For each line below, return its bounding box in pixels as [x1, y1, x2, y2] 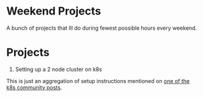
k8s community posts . [6, 84, 62, 91]
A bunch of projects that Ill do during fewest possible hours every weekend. [6, 24, 197, 32]
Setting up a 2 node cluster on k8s [15, 65, 102, 73]
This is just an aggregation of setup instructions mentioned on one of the [6, 77, 190, 84]
